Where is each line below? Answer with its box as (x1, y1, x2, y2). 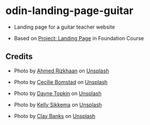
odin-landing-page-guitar (5, 4, 134, 18)
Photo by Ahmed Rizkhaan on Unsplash (13, 67, 109, 74)
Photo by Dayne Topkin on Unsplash (13, 89, 102, 97)
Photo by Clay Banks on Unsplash (13, 112, 96, 119)
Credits (5, 51, 33, 62)
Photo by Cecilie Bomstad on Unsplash (13, 78, 108, 85)
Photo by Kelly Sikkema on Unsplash (13, 101, 102, 108)
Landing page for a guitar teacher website (13, 23, 115, 30)
